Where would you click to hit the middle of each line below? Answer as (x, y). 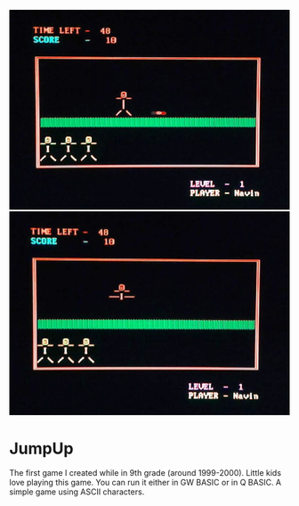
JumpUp (41, 449)
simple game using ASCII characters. (77, 492)
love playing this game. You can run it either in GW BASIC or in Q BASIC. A (145, 483)
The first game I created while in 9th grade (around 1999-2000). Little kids (145, 473)
